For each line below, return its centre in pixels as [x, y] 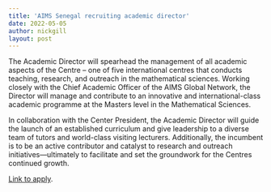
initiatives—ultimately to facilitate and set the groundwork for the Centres [130, 155]
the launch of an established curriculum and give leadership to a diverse [129, 129]
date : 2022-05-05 [38, 23]
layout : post [30, 38]
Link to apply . [31, 179]
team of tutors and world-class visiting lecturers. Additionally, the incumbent [136, 138]
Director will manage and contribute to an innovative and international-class [135, 96]
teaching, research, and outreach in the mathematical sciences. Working [129, 79]
